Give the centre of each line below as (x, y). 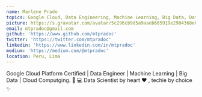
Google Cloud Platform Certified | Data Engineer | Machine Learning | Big (97, 73)
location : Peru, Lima (33, 56)
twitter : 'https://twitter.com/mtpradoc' (59, 40)
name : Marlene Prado (32, 12)
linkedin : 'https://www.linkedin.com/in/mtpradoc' (71, 46)
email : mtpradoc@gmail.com (40, 28)
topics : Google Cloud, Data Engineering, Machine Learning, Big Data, (96, 17)
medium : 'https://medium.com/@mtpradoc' (58, 51)
